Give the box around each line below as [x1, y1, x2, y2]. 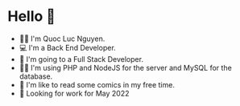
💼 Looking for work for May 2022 [19, 88, 130, 98]
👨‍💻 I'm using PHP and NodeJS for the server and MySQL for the [19, 63, 233, 72]
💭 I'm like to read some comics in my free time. [19, 79, 175, 89]
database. [19, 71, 53, 81]
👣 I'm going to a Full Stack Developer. [19, 54, 144, 63]
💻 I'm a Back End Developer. [19, 43, 116, 52]
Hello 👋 [7, 7, 56, 26]
